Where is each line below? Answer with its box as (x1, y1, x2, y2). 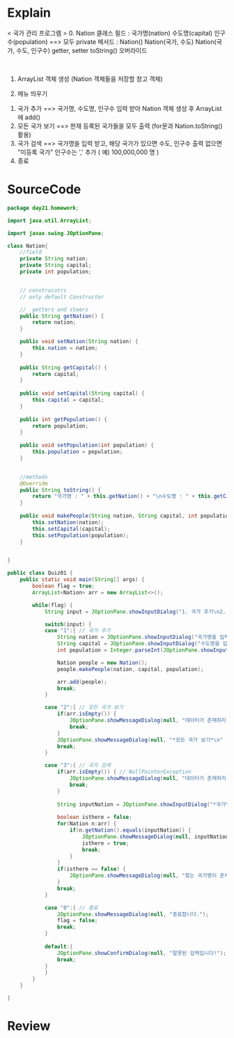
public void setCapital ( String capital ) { (19, 390, 145, 397)
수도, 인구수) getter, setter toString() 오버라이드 (16, 46, 148, 54)
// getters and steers (19, 306, 89, 313)
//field (19, 249, 42, 256)
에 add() (17, 113, 40, 121)
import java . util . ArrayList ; (7, 217, 92, 224)
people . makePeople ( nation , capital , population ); (56, 665, 204, 672)
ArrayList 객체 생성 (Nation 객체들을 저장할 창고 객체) (17, 75, 164, 83)
